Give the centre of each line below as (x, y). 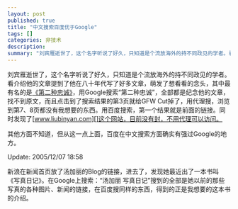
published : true (31, 21)
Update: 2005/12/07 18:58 (45, 157)
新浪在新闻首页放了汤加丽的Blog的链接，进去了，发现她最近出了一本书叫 (113, 171)
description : (27, 47)
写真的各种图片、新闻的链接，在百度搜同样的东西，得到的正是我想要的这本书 (119, 189)
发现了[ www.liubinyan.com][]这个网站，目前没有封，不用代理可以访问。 (118, 118)
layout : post (27, 14)
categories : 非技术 (34, 40)
